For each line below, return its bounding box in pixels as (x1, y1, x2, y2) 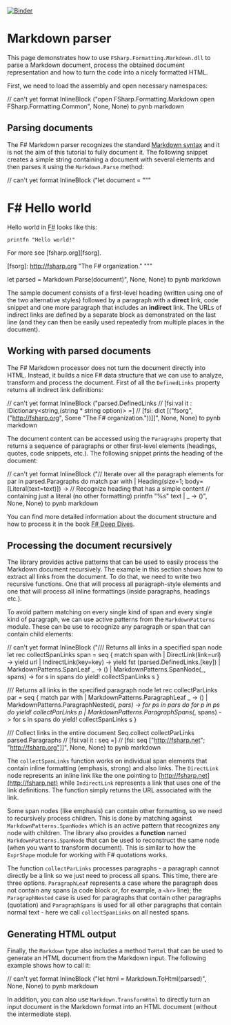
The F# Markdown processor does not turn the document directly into (7, 363, 205, 372)
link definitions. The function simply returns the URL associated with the (7, 786, 212, 794)
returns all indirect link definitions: (7, 385, 103, 393)
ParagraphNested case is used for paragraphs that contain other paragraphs (7, 894, 222, 902)
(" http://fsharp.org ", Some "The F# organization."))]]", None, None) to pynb (7, 413, 221, 422)
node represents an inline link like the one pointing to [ (7, 772, 161, 780)
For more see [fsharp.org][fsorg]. (7, 248, 102, 257)
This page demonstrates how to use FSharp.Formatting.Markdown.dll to (7, 53, 211, 61)
